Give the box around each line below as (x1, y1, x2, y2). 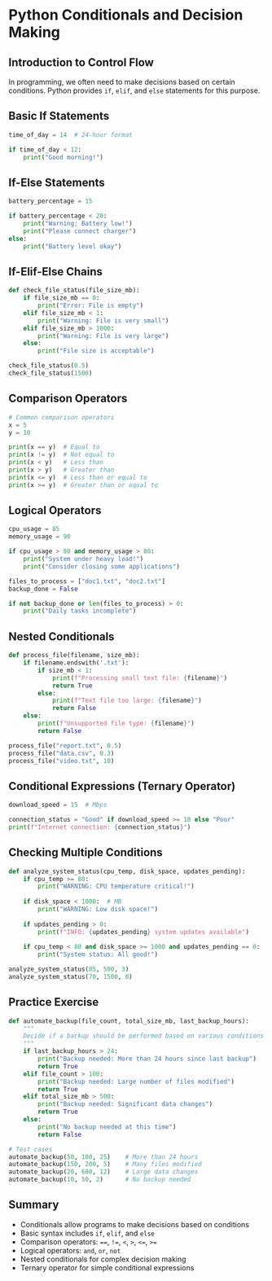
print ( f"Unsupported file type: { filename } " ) (37, 719, 195, 727)
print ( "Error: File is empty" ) (37, 301, 144, 310)
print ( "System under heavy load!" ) (23, 555, 144, 564)
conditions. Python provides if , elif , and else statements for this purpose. (8, 86, 261, 95)
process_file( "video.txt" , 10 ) (8, 757, 115, 765)
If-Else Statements (8, 175, 106, 189)
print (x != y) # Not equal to (8, 450, 115, 459)
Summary (8, 1198, 59, 1212)
